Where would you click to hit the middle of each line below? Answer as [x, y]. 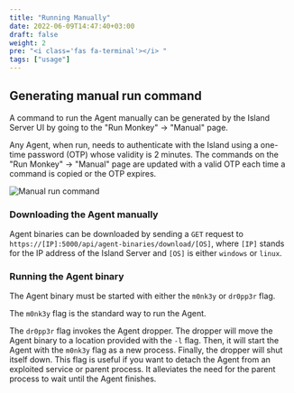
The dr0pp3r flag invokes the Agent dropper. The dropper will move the [141, 331]
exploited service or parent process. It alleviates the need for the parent [142, 370]
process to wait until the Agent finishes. [83, 379]
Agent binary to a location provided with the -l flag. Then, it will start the [144, 341]
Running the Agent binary [67, 277]
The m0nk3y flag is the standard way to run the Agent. [108, 314]
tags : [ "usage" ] [40, 59]
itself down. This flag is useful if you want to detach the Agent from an [140, 360]
